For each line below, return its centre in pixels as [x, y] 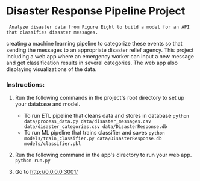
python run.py [33, 161]
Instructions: [26, 84]
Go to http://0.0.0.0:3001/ [46, 172]
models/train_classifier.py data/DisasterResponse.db [93, 139]
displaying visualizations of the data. [52, 69]
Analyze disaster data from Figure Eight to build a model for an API [99, 27]
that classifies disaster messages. [52, 32]
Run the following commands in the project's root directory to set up [100, 98]
